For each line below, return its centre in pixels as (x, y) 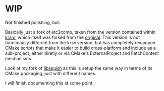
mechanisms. (19, 58)
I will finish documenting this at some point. (50, 83)
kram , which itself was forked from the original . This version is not (73, 37)
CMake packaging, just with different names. (51, 73)
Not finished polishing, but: (33, 22)
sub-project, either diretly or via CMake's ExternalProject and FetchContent (82, 53)
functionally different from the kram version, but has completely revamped (80, 42)
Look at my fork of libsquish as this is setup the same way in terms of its (79, 68)
